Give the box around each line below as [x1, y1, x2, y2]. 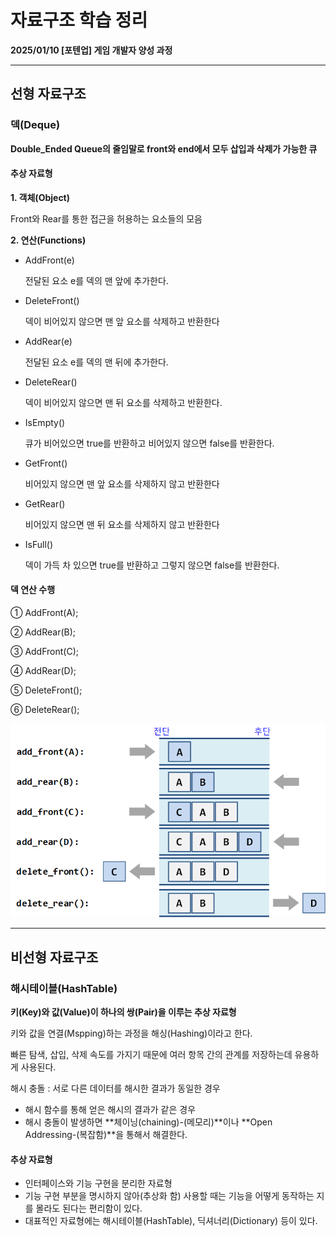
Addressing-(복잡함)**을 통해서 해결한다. [24, 1128, 188, 1140]
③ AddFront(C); [10, 646, 79, 658]
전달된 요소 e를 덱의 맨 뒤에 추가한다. [24, 356, 169, 368]
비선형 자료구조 [10, 949, 99, 966]
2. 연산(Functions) [10, 234, 87, 246]
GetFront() [24, 457, 68, 469]
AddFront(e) [24, 254, 75, 266]
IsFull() [24, 538, 54, 550]
